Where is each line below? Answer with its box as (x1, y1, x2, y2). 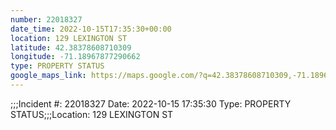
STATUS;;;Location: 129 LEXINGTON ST (10, 108, 174, 120)
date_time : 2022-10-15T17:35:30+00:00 (10, 24, 172, 34)
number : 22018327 (10, 14, 83, 25)
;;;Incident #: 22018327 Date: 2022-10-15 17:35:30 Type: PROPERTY (10, 97, 292, 110)
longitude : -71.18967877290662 (10, 52, 141, 62)
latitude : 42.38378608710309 (10, 42, 132, 53)
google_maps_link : (10, 71, 87, 81)
